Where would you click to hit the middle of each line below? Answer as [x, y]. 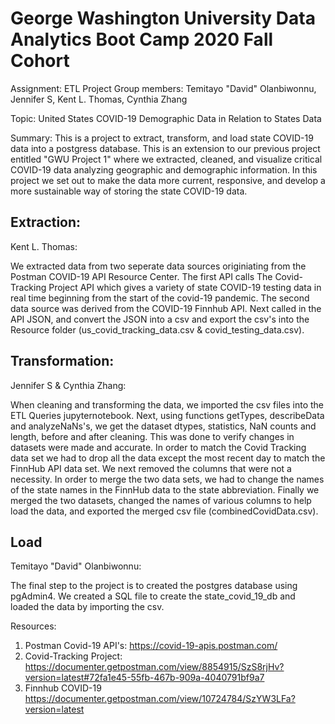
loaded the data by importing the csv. [87, 607]
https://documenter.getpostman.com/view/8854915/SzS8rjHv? [154, 667]
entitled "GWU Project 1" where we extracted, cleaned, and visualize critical [166, 159]
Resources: [33, 626]
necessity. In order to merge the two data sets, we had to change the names [167, 479]
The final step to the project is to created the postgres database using [154, 586]
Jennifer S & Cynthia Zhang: [68, 385]
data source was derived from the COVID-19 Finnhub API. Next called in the [166, 308]
